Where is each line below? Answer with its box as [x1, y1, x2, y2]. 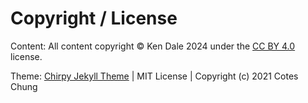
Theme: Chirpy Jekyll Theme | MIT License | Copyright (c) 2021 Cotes [10, 70, 299, 82]
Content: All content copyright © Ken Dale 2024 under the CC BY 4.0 [10, 40, 296, 52]
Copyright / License [10, 7, 178, 30]
